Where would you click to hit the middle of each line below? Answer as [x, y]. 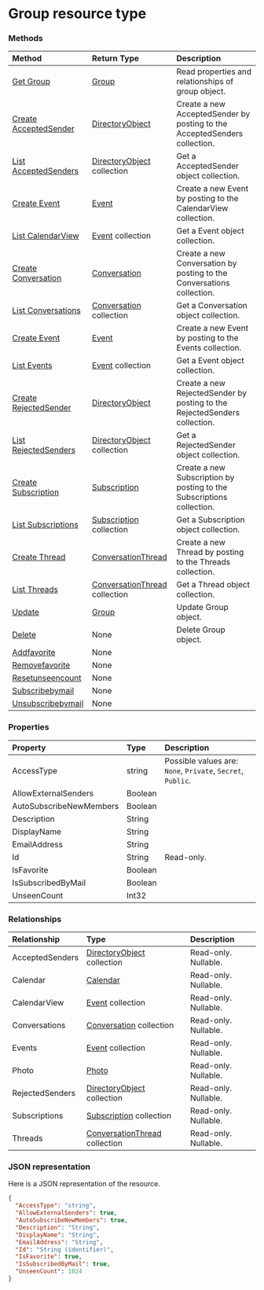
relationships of [205, 82]
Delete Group [201, 630]
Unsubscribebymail [48, 704]
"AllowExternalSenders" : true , [66, 1213]
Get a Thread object [213, 585]
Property [29, 748]
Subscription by [205, 478]
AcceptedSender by [213, 114]
